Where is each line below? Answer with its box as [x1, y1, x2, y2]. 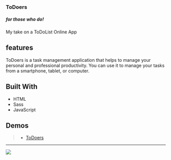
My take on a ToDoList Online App [6, 29, 77, 35]
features [6, 44, 33, 52]
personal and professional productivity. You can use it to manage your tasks [6, 62, 165, 68]
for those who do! [6, 16, 44, 22]
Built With [6, 83, 38, 91]
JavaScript [13, 106, 36, 112]
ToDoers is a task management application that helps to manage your [6, 57, 151, 63]
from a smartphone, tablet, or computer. [6, 67, 90, 74]
